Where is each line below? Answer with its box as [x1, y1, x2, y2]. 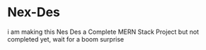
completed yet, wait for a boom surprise [7, 35, 125, 43]
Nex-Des [7, 4, 60, 20]
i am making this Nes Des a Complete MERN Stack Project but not [7, 27, 200, 36]
